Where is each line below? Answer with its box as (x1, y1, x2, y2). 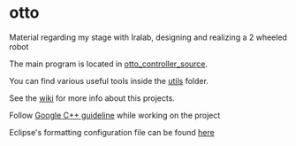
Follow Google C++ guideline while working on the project (9, 110, 221, 120)
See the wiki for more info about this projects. (9, 92, 175, 104)
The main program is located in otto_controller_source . (9, 58, 209, 69)
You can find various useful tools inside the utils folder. (9, 75, 209, 86)
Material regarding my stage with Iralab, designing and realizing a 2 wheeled (9, 32, 287, 42)
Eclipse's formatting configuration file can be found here (9, 127, 215, 137)
